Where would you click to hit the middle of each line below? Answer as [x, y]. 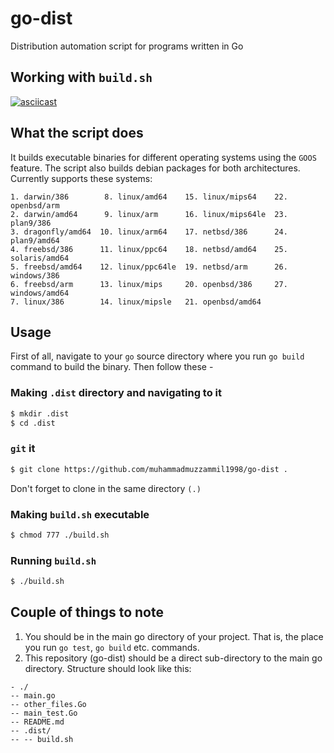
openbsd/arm [35, 205]
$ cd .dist [33, 423]
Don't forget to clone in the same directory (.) [106, 488]
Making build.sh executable [80, 514]
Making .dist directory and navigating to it [116, 393]
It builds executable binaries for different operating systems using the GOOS [163, 157]
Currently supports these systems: [81, 178]
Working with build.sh [81, 77]
